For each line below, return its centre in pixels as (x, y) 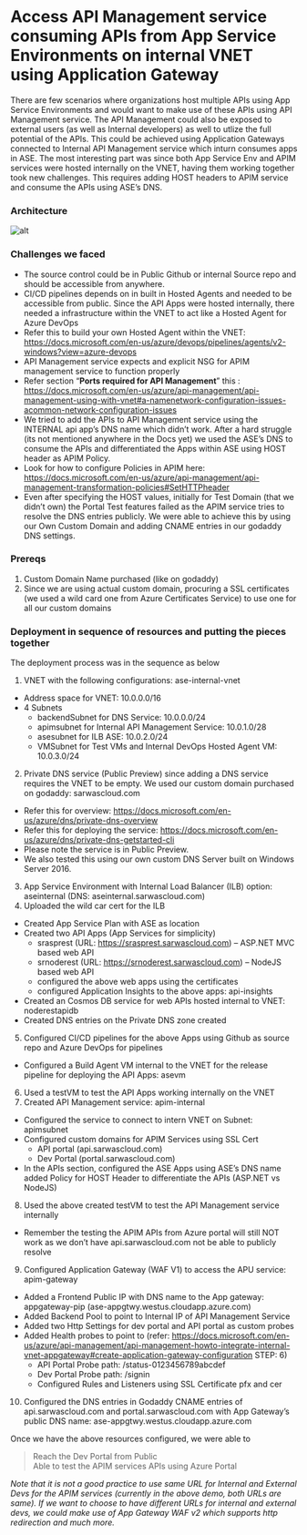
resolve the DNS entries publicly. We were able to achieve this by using (157, 516)
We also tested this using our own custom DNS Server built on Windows (159, 859)
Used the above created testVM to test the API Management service (152, 1205)
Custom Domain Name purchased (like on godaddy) (121, 578)
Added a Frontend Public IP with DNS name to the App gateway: (144, 1297)
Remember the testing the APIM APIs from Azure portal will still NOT (152, 1233)
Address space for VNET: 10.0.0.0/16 (92, 698)
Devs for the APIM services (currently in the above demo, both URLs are (146, 1494)
